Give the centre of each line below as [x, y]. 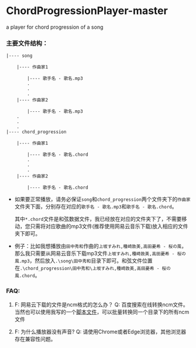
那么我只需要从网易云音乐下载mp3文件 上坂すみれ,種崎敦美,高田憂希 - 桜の [100, 254]
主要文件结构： [27, 43]
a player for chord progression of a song [55, 27]
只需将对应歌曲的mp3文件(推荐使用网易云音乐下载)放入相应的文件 [109, 226]
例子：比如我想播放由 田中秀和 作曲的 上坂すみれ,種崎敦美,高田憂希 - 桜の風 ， [101, 246]
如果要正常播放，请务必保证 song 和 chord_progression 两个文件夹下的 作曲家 [102, 199]
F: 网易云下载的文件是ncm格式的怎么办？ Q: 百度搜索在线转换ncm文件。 [101, 304]
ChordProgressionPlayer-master [87, 11]
